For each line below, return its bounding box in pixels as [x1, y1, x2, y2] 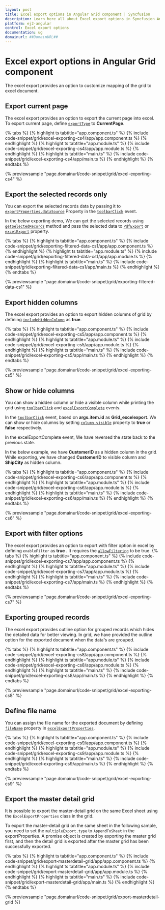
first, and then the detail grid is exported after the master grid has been [5, 838, 149, 844]
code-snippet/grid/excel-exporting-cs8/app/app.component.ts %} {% [5, 651, 147, 657]
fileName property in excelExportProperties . [5, 725, 95, 731]
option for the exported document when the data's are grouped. [5, 637, 135, 642]
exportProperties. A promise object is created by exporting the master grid [5, 833, 156, 839]
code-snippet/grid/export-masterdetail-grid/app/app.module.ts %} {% [5, 869, 148, 875]
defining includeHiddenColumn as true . [5, 317, 82, 323]
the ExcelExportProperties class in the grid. [5, 813, 94, 819]
